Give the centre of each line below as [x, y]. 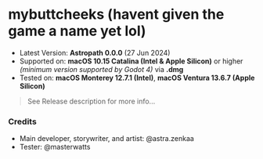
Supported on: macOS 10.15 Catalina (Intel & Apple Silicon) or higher [131, 61]
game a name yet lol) [77, 31]
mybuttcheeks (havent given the [116, 14]
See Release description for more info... [91, 101]
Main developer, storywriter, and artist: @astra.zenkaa [106, 139]
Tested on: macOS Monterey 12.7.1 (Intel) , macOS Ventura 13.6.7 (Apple [137, 78]
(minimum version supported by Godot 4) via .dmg [101, 69]
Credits [22, 121]
